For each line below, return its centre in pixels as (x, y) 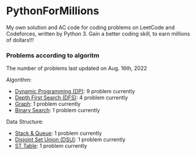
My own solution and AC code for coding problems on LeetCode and (91, 27)
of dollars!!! (20, 40)
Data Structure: (25, 122)
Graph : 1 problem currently (48, 104)
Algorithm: (19, 80)
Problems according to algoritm (53, 55)
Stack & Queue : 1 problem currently (58, 133)
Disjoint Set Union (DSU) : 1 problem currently (70, 140)
